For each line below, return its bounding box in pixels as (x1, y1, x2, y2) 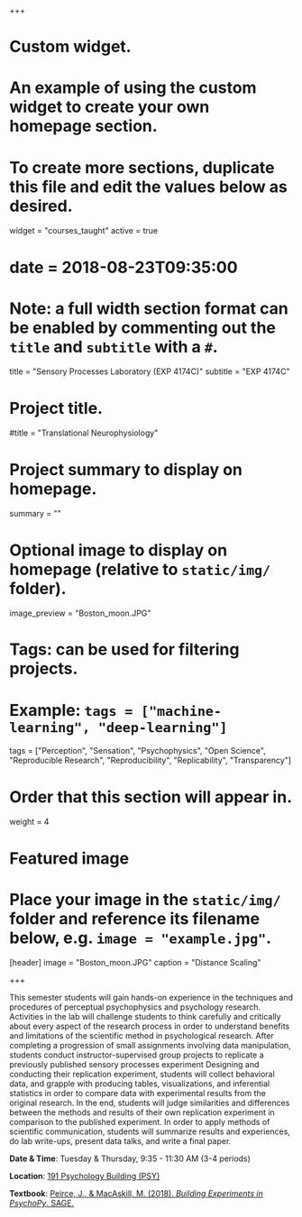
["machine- (141, 702, 223, 719)
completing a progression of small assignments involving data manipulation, (9, 1040, 291, 1051)
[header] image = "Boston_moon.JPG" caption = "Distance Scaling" (9, 957, 261, 968)
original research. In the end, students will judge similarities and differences (9, 1097, 290, 1109)
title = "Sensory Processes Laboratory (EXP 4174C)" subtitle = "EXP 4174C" (9, 366, 290, 377)
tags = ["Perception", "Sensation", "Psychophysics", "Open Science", (9, 746, 266, 756)
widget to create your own (9, 96, 210, 117)
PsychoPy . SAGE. (9, 1198, 75, 1209)
